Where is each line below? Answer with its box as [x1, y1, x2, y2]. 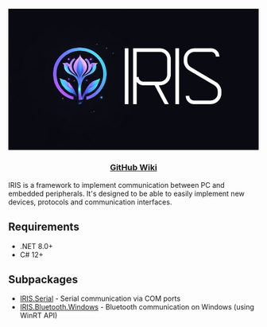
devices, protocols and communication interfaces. [8, 197, 172, 207]
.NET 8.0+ [19, 241, 53, 251]
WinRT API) [19, 311, 58, 321]
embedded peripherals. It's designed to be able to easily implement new [8, 189, 245, 198]
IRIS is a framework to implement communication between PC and [8, 180, 225, 189]
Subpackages [8, 273, 78, 286]
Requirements [8, 220, 79, 234]
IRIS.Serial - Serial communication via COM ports [19, 294, 181, 303]
